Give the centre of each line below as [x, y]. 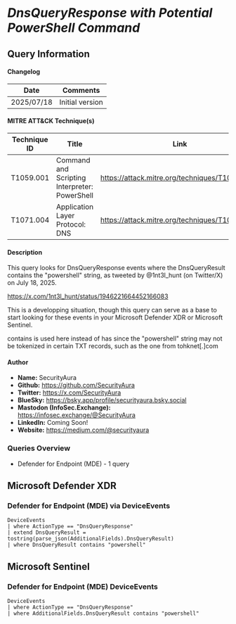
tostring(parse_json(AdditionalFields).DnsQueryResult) [91, 539]
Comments [81, 90]
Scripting [71, 177]
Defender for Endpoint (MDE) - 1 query [73, 464]
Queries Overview [39, 448]
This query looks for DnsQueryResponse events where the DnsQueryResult [117, 268]
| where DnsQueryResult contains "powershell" [77, 545]
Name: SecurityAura [47, 378]
